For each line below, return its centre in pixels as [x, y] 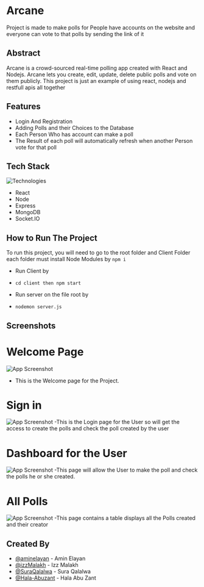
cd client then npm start [48, 283]
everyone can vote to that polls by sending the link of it [75, 34]
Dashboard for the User [67, 453]
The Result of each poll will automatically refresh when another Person [104, 140]
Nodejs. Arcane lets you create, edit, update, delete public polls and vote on [101, 74]
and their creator [27, 525]
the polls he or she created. [41, 477]
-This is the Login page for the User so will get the [117, 422]
